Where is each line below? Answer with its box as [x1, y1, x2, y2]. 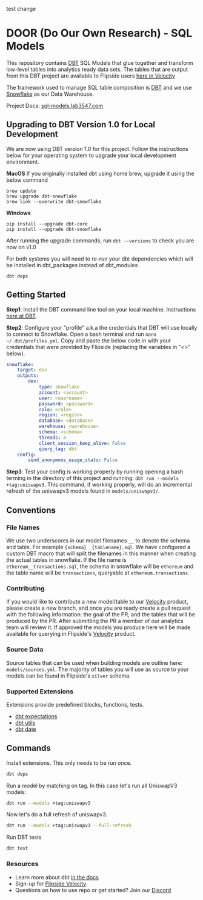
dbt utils [15, 719, 36, 726]
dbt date [15, 725, 36, 733]
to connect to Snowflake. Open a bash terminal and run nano [6, 330, 156, 338]
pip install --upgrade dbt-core [6, 221, 88, 227]
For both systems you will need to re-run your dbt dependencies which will [6, 255, 193, 262]
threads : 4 [38, 435, 67, 441]
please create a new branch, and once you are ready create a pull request [6, 604, 191, 612]
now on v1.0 [6, 243, 36, 250]
